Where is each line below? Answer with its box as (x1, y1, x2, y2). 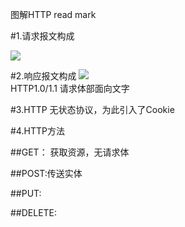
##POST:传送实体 (10, 168, 83, 179)
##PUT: (10, 188, 42, 199)
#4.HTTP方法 (10, 125, 65, 137)
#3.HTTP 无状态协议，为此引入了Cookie (10, 104, 175, 115)
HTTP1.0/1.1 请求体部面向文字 (10, 83, 130, 94)
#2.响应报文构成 (10, 70, 77, 82)
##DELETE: (10, 207, 58, 218)
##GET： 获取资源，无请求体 (10, 146, 130, 158)
